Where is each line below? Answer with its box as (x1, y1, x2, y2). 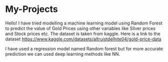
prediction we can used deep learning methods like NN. (5, 51, 120, 57)
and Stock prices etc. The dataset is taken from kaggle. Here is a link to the (5, 30, 160, 36)
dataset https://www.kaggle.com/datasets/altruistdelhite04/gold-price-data (5, 36, 161, 42)
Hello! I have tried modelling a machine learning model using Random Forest (5, 20, 162, 26)
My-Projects (5, 3, 58, 15)
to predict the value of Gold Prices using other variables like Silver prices (5, 25, 156, 31)
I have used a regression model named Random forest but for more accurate (5, 45, 163, 51)
